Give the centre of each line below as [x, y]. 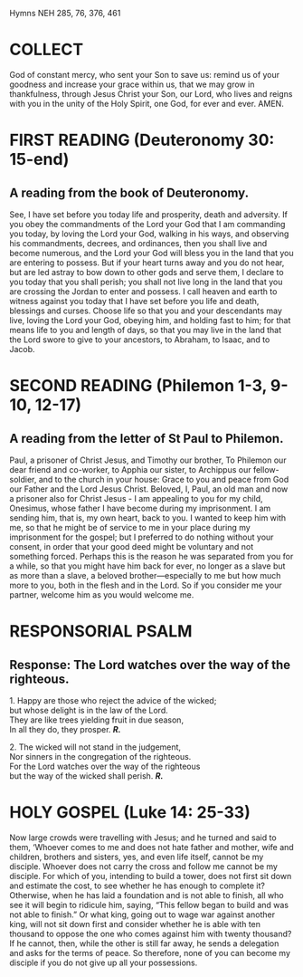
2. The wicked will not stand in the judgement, [95, 747]
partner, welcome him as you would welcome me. [102, 594]
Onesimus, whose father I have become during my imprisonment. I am [140, 508]
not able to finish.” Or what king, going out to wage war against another [142, 915]
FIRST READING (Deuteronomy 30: [142, 140]
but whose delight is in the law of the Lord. [89, 710]
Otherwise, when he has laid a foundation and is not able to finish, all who [147, 895]
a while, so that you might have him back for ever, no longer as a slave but [147, 566]
